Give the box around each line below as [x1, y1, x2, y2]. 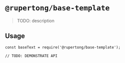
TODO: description [17, 18, 55, 23]
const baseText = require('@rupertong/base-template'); [5, 45, 121, 50]
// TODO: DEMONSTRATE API [5, 53, 57, 58]
